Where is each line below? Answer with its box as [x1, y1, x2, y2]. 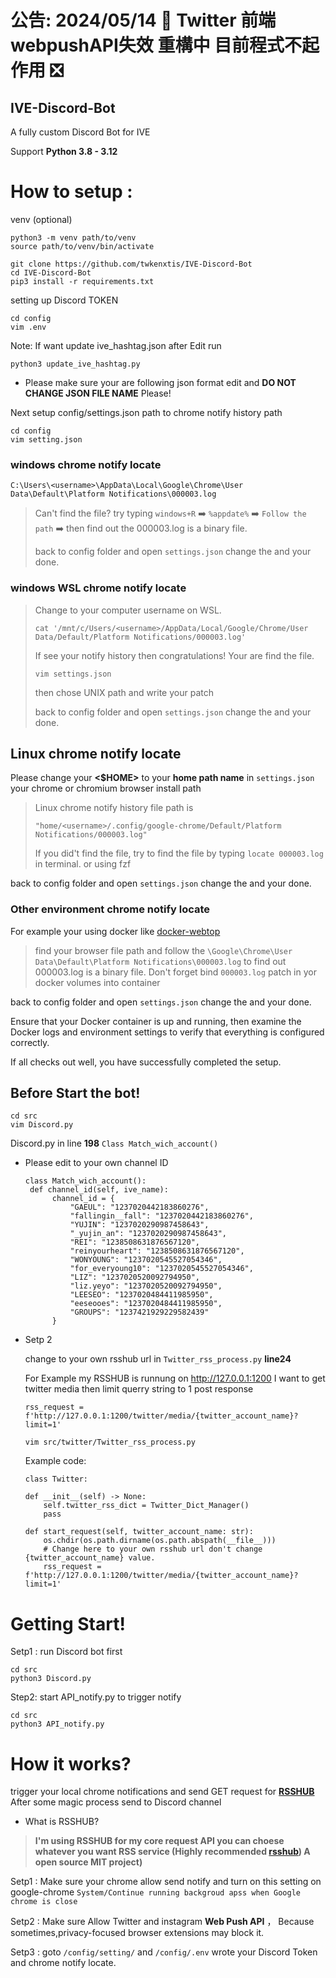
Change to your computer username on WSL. [34, 604, 222, 616]
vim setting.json [10, 434, 83, 445]
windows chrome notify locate [10, 457, 162, 471]
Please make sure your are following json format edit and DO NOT [24, 376, 297, 388]
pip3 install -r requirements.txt [10, 276, 155, 286]
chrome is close [10, 1897, 78, 1907]
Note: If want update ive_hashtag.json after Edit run [10, 339, 222, 351]
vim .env [10, 322, 47, 332]
